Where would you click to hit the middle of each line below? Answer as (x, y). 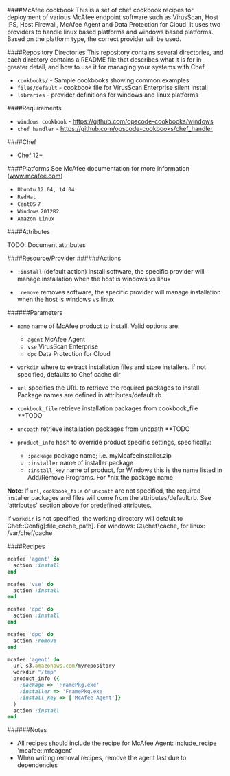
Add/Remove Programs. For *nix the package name (100, 477)
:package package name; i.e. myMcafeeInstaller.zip (99, 455)
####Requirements (34, 108)
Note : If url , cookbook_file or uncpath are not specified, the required (104, 491)
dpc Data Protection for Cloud (69, 354)
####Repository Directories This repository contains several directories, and (115, 52)
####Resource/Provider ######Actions (64, 258)
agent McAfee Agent (56, 339)
